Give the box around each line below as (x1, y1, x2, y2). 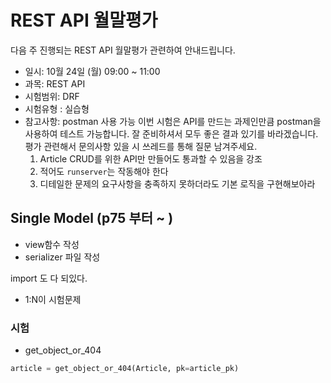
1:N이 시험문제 (24, 293, 82, 305)
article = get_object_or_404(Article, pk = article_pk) (10, 364, 240, 374)
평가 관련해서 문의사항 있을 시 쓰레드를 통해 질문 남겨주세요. (24, 140, 258, 152)
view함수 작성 (24, 238, 80, 250)
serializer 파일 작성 (24, 251, 101, 263)
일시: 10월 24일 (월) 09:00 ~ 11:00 (24, 65, 161, 77)
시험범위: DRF (24, 90, 80, 102)
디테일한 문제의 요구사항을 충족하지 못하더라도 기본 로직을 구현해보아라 (39, 177, 316, 190)
